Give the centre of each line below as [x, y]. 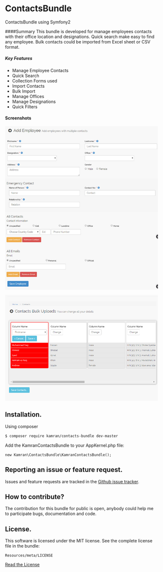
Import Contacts [28, 86]
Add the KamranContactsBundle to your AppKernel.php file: [65, 445]
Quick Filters [25, 107]
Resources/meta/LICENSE [29, 556]
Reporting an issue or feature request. [64, 470]
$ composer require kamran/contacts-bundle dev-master [62, 436]
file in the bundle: [22, 546]
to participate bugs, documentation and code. [51, 514]
